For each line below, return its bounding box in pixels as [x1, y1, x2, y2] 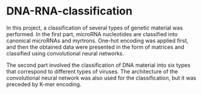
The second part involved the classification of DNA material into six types [6, 61, 190, 69]
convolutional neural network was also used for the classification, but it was [6, 74, 197, 81]
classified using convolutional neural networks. [6, 49, 125, 57]
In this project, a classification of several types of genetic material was [6, 24, 183, 31]
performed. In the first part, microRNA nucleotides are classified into [6, 30, 178, 37]
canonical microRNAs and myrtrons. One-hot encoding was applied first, [6, 37, 189, 44]
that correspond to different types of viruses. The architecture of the [6, 67, 178, 75]
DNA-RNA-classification [6, 4, 133, 18]
